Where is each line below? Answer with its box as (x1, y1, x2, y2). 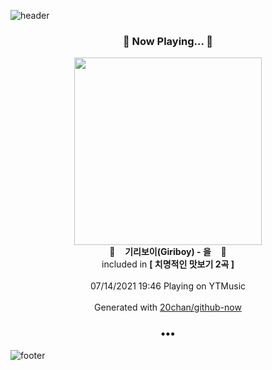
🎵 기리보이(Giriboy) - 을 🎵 (109, 246, 227, 258)
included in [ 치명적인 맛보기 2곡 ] (101, 258, 235, 270)
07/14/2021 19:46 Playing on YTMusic (89, 280, 247, 292)
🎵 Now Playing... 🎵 (122, 34, 214, 48)
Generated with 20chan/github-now (94, 301, 242, 314)
